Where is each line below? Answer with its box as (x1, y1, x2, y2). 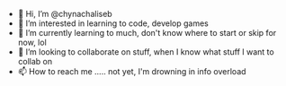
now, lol (17, 37, 47, 47)
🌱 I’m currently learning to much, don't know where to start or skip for (17, 28, 277, 38)
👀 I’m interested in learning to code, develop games (17, 18, 209, 29)
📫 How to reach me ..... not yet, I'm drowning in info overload (17, 66, 246, 76)
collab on (17, 56, 53, 66)
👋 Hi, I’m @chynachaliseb (17, 9, 112, 19)
